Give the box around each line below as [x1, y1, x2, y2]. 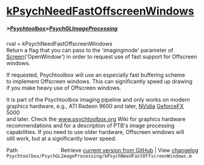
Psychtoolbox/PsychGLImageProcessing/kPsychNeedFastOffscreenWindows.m [6, 153, 192, 160]
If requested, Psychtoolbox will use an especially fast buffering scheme [6, 71, 186, 79]
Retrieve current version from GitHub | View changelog [60, 147, 199, 154]
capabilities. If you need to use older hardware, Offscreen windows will [6, 128, 185, 136]
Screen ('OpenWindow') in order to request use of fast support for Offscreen [6, 53, 197, 60]
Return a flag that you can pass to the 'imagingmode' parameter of [6, 47, 174, 54]
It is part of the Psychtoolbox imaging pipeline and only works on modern [6, 96, 190, 104]
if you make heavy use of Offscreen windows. [6, 84, 122, 92]
